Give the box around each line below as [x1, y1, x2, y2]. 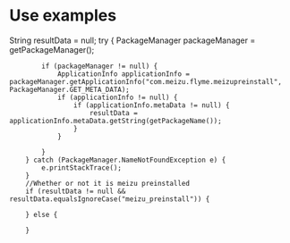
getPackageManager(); [9, 44, 95, 54]
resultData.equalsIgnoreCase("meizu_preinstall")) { [9, 194, 210, 204]
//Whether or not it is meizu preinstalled [25, 179, 191, 188]
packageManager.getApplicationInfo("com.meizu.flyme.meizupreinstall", [9, 77, 282, 86]
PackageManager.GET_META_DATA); [9, 85, 130, 94]
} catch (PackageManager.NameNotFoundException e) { [25, 155, 226, 164]
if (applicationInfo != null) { [56, 93, 178, 102]
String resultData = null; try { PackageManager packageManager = [9, 35, 256, 46]
